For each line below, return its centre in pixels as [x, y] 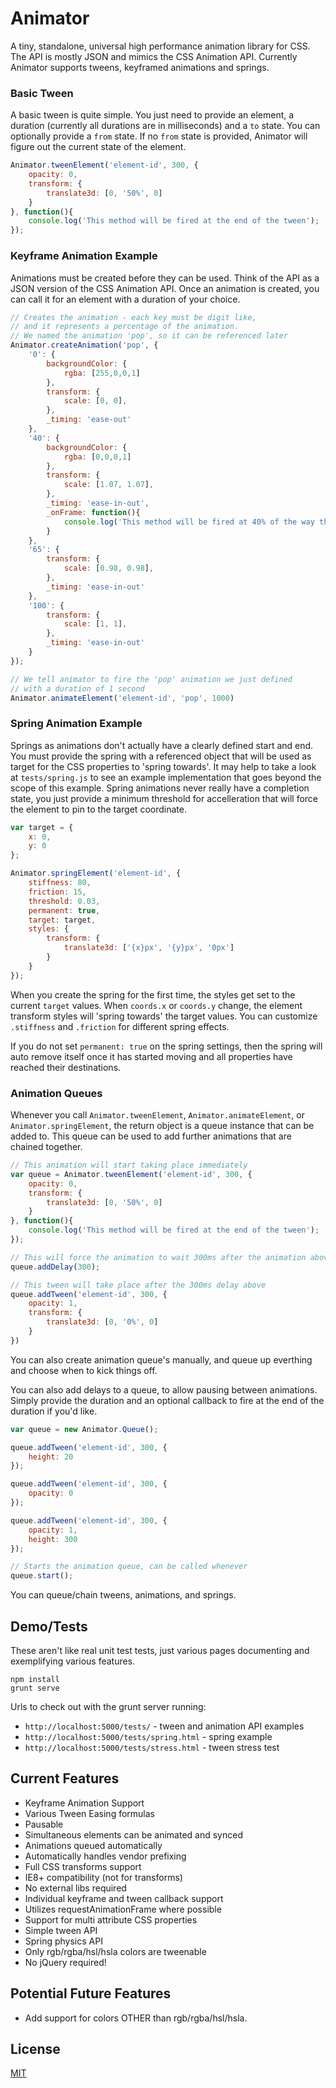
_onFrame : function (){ [93, 512]
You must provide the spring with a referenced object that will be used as [161, 756]
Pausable [44, 1824]
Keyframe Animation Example [84, 256]
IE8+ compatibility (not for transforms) [103, 1877]
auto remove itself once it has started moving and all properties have [151, 1056]
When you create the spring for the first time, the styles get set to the [153, 994]
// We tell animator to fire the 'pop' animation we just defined [151, 679]
